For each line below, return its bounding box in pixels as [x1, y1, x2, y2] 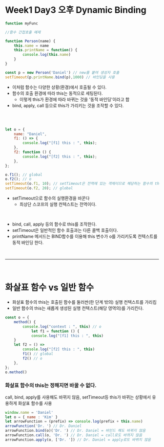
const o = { [5, 315, 29, 320]
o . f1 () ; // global [5, 172, 42, 177]
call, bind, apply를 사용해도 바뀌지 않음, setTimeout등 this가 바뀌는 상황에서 [5, 394, 151, 400]
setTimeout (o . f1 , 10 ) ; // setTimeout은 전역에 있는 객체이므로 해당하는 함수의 [5, 181, 153, 186]
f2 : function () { [14, 150, 51, 155]
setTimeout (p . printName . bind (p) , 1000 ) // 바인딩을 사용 [5, 74, 115, 80]
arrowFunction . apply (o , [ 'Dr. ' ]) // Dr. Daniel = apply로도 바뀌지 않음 [5, 437, 151, 442]
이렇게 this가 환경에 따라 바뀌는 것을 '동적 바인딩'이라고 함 [19, 96, 130, 102]
